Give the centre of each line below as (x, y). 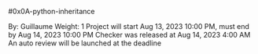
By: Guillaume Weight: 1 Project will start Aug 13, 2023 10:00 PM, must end (129, 26)
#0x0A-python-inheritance (52, 11)
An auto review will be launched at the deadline (85, 43)
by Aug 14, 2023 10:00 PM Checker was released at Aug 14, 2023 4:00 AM (129, 35)
